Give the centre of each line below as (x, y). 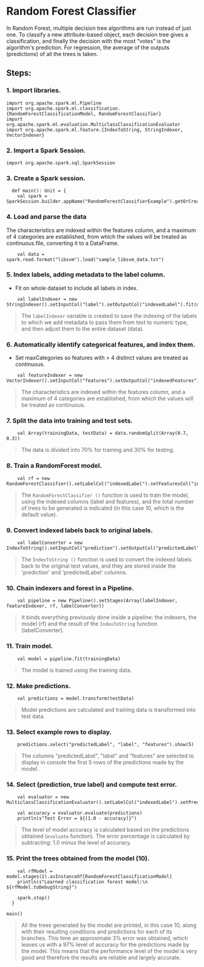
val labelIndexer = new (47, 299)
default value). (39, 514)
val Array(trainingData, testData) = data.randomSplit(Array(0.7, (103, 434)
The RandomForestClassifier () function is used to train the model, (105, 495)
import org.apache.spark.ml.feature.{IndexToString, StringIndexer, (95, 130)
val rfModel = (35, 871)
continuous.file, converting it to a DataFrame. (63, 243)
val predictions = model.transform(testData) (76, 698)
